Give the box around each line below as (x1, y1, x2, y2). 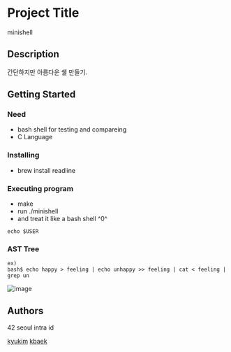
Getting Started (7, 89, 76, 101)
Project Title (7, 5, 80, 21)
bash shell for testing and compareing (17, 125, 127, 134)
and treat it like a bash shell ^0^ (17, 215, 108, 223)
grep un (7, 272, 30, 279)
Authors (7, 304, 44, 316)
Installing (7, 150, 40, 160)
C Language (17, 133, 53, 141)
